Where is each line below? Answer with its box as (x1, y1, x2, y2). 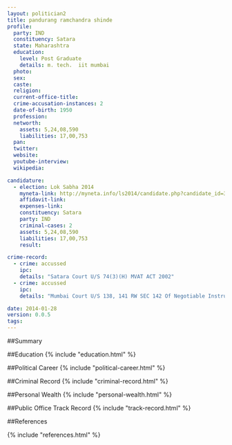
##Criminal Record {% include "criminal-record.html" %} (7, 377, 169, 385)
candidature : (7, 177, 45, 184)
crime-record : (7, 254, 48, 261)
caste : (13, 81, 32, 88)
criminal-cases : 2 (19, 222, 72, 229)
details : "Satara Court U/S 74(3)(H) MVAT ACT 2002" (19, 273, 175, 280)
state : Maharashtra (13, 42, 70, 49)
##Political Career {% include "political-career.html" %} (7, 364, 166, 372)
